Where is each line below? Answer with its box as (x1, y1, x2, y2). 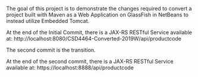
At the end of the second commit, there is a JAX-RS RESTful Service (6, 58, 174, 65)
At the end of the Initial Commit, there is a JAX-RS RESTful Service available (6, 29, 192, 36)
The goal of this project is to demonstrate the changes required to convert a (6, 5, 192, 12)
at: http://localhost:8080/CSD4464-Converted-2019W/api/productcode (6, 35, 181, 42)
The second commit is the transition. (6, 46, 96, 53)
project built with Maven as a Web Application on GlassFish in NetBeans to (6, 11, 189, 18)
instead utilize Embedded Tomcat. (6, 18, 90, 24)
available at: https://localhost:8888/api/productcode (6, 64, 134, 71)
